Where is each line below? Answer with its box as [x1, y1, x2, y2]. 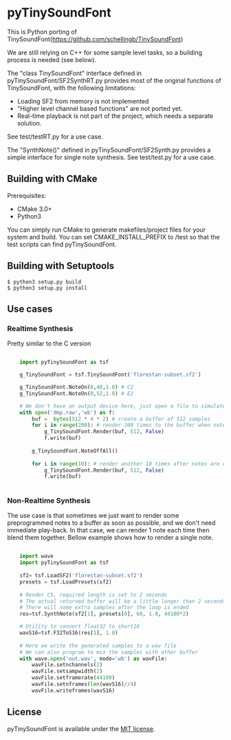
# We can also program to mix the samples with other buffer [19, 648, 198, 656]
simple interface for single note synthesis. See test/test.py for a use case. [7, 153, 216, 161]
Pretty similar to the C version [7, 339, 91, 348]
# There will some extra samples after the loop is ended [19, 604, 189, 611]
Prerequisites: [7, 191, 47, 199]
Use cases [7, 303, 53, 314]
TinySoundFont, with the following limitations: [7, 83, 136, 92]
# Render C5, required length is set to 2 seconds [19, 591, 168, 598]
